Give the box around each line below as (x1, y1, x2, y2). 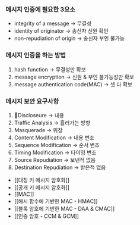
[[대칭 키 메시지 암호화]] (14, 176, 69, 183)
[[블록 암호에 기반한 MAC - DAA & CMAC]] (14, 205, 115, 212)
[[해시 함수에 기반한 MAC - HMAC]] (14, 198, 98, 205)
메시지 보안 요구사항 (5, 97, 59, 105)
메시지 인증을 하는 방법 (5, 51, 66, 60)
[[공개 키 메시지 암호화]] (14, 183, 69, 191)
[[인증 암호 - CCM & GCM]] (14, 212, 79, 220)
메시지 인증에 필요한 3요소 (5, 5, 75, 13)
